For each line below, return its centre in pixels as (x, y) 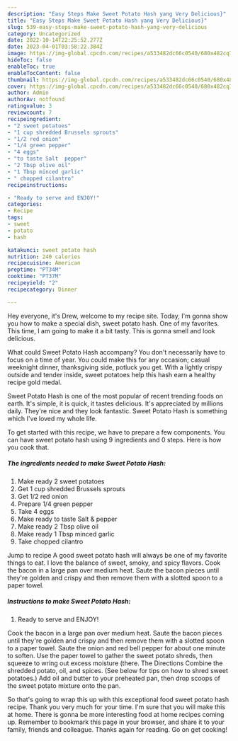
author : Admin (28, 93)
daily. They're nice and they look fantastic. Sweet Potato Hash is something (118, 410)
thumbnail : (23, 80)
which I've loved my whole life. (52, 418)
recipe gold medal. (35, 382)
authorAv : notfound (36, 100)
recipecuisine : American (44, 263)
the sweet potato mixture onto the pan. (64, 685)
